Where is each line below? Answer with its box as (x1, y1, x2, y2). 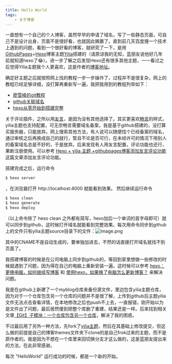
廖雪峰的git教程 (12, 92, 46, 98)
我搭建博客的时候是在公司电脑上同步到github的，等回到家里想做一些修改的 (5, 256, 162, 262)
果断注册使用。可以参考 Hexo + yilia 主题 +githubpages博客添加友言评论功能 (5, 148, 166, 154)
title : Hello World (5, 7, 47, 13)
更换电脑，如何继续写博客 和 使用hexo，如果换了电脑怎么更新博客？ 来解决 (5, 269, 163, 275)
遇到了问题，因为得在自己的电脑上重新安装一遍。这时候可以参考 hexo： (14, 262, 165, 269)
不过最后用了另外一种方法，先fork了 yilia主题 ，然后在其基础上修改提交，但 (5, 323, 161, 329)
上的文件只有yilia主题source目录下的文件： (5, 228, 96, 234)
